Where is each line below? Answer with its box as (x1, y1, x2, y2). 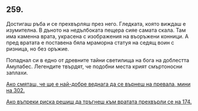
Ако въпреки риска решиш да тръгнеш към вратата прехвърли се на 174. (6, 98, 192, 105)
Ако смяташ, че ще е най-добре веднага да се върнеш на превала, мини (6, 80, 191, 88)
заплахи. (6, 69, 28, 76)
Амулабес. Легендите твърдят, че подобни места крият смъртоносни (6, 63, 183, 70)
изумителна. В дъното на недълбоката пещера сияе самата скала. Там (6, 26, 186, 33)
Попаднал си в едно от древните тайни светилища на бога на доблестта (6, 56, 190, 63)
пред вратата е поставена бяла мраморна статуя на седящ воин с (6, 39, 174, 46)
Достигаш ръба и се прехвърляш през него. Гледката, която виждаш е (6, 20, 186, 27)
